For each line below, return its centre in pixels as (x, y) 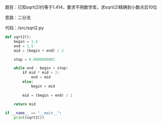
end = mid (41, 77)
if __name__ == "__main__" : (33, 113)
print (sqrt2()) (29, 118)
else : (28, 82)
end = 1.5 (24, 46)
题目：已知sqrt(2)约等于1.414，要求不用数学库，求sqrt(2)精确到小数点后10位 (81, 7)
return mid (25, 104)
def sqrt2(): (18, 37)
